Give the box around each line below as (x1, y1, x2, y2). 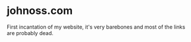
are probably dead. (7, 29, 54, 36)
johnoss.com (7, 4, 73, 17)
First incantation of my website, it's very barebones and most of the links (7, 23, 186, 30)
